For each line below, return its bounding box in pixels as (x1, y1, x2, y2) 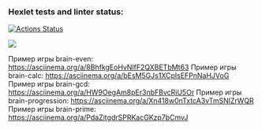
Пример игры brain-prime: (8, 105, 96, 114)
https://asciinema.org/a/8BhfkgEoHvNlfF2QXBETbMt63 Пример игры (8, 62, 237, 72)
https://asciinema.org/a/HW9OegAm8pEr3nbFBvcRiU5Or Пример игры (8, 87, 242, 97)
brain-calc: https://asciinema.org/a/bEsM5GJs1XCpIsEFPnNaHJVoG (8, 71, 230, 80)
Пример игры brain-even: (8, 54, 93, 64)
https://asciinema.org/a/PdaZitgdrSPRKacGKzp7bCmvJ (8, 113, 189, 122)
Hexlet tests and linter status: (8, 6, 124, 17)
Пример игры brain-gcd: (8, 80, 91, 89)
